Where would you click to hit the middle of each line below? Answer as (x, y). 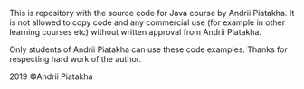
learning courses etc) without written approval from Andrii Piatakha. (136, 32)
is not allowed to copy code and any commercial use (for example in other (147, 22)
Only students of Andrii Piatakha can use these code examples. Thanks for (148, 49)
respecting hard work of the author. (76, 59)
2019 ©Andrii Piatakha (51, 76)
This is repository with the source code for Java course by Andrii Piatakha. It (152, 13)
